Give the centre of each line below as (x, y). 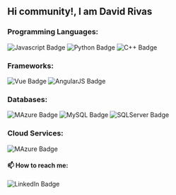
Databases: (28, 99)
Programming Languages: (53, 32)
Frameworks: (31, 65)
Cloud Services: (35, 133)
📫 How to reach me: (38, 165)
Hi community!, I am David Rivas (80, 12)
